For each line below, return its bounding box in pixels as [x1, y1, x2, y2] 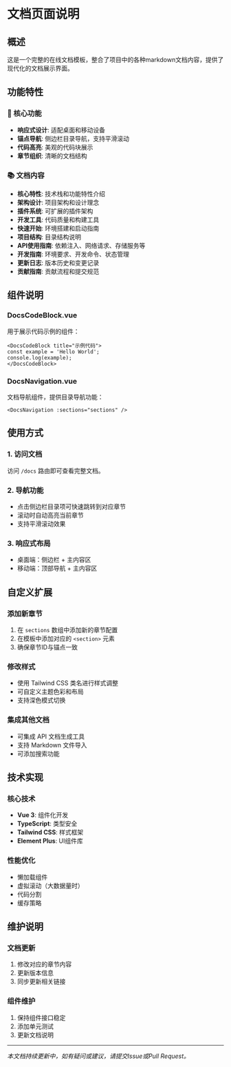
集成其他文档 [7, 715, 50, 725]
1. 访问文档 [7, 449, 43, 459]
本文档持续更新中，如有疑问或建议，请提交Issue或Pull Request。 [7, 1052, 190, 1060]
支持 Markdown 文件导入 [16, 741, 87, 749]
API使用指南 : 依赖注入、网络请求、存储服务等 [16, 241, 146, 249]
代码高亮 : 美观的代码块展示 [16, 143, 93, 151]
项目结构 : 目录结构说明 [16, 233, 81, 241]
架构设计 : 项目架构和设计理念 [16, 198, 100, 206]
